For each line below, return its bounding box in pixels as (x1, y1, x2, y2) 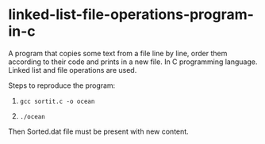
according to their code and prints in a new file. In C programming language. (8, 57, 258, 66)
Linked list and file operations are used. (8, 65, 137, 74)
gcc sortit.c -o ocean (19, 97, 95, 105)
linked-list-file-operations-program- (8, 6, 254, 24)
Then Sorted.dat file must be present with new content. (8, 127, 189, 136)
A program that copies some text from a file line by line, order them (8, 48, 228, 58)
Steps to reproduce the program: (8, 81, 116, 90)
